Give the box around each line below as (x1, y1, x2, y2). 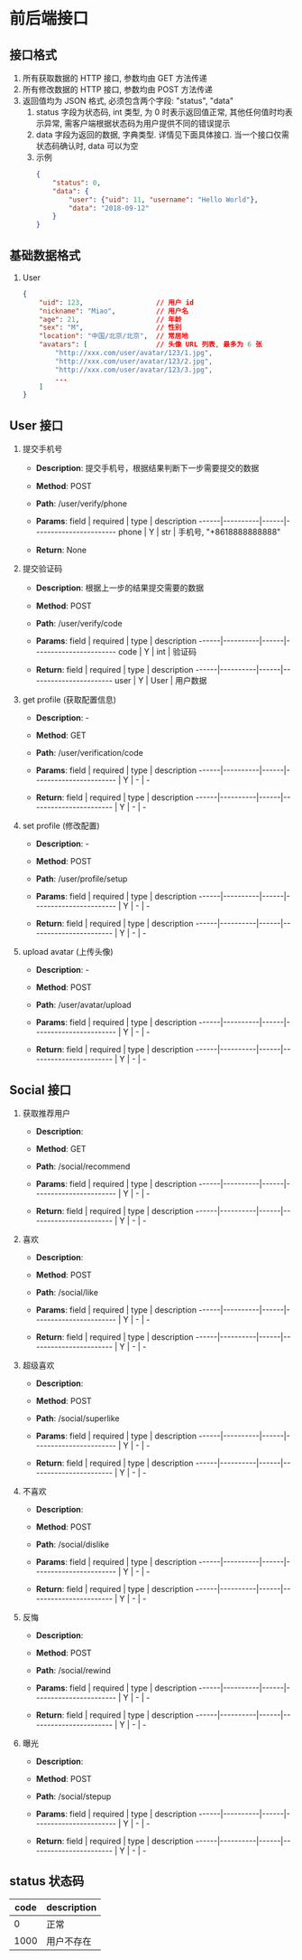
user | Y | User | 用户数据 (114, 675, 207, 686)
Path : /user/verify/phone (35, 498, 128, 509)
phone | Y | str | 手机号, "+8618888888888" (118, 526, 281, 538)
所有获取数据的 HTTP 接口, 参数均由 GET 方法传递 (22, 73, 207, 83)
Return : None (35, 544, 87, 556)
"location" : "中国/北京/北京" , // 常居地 (39, 332, 189, 341)
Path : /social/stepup (35, 1791, 112, 1802)
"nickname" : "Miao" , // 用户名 (39, 306, 189, 316)
